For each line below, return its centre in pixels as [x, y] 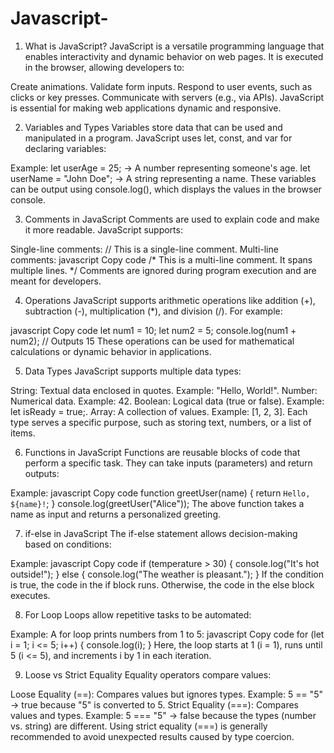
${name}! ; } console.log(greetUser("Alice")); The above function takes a [157, 503]
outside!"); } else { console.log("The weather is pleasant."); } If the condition [167, 574]
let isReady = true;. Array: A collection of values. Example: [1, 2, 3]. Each [159, 411]
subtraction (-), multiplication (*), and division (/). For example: [153, 311]
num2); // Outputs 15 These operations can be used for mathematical [152, 341]
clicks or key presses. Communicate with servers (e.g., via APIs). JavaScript [167, 97]
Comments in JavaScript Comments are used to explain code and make [172, 219]
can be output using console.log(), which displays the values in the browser [166, 189]
